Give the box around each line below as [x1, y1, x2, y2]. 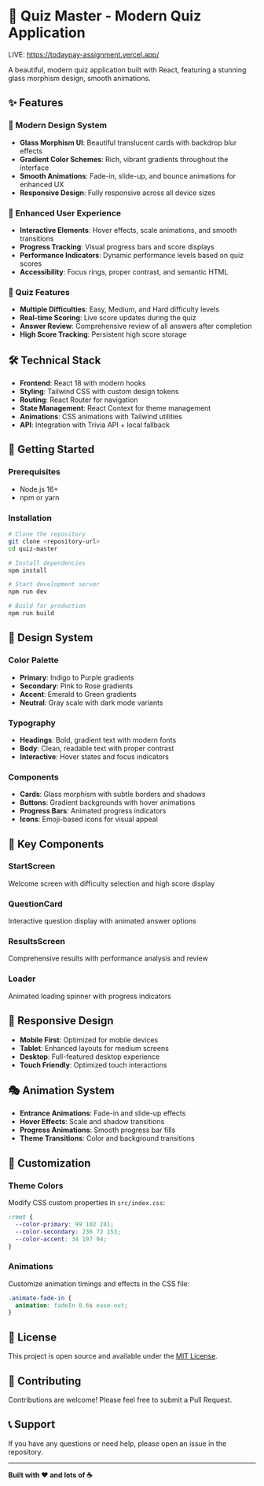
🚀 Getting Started [8, 443, 95, 456]
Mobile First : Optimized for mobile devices [19, 1034, 159, 1045]
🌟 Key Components [8, 837, 104, 850]
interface [19, 163, 49, 172]
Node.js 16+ [19, 484, 59, 494]
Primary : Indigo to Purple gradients [19, 673, 135, 682]
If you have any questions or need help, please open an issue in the [8, 1439, 227, 1448]
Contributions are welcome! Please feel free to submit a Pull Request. [8, 1395, 233, 1404]
